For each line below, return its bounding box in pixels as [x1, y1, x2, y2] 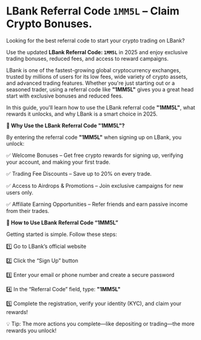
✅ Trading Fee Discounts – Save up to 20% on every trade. [6, 170, 152, 177]
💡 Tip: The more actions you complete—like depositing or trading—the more [6, 320, 195, 327]
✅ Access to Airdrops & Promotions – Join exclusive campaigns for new [6, 182, 184, 189]
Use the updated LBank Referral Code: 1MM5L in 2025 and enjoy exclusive [6, 48, 188, 55]
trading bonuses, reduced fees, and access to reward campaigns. [6, 55, 169, 62]
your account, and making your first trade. [6, 158, 111, 165]
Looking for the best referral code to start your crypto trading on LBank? [6, 37, 185, 44]
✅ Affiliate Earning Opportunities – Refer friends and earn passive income [6, 200, 188, 208]
